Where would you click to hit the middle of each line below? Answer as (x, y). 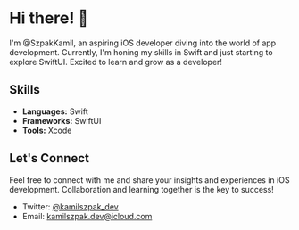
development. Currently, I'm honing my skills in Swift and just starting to (141, 52)
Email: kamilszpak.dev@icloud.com (87, 216)
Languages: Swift (55, 111)
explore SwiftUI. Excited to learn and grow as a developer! (116, 62)
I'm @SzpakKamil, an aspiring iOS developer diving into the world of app (143, 43)
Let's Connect (49, 158)
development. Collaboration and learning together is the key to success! (141, 189)
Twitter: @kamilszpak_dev (70, 206)
